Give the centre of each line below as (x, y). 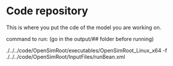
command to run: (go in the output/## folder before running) (80, 39)
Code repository (47, 11)
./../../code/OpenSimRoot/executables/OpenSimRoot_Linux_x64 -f (87, 50)
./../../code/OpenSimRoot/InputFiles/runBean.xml (66, 56)
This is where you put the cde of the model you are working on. (84, 27)
